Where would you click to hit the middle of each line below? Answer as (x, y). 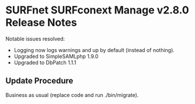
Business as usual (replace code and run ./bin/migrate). (72, 95)
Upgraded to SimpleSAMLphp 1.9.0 (56, 56)
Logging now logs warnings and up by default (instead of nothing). (94, 50)
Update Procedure (39, 81)
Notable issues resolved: (35, 39)
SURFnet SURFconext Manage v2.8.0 (97, 10)
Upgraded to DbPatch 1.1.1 (45, 63)
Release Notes (41, 22)
